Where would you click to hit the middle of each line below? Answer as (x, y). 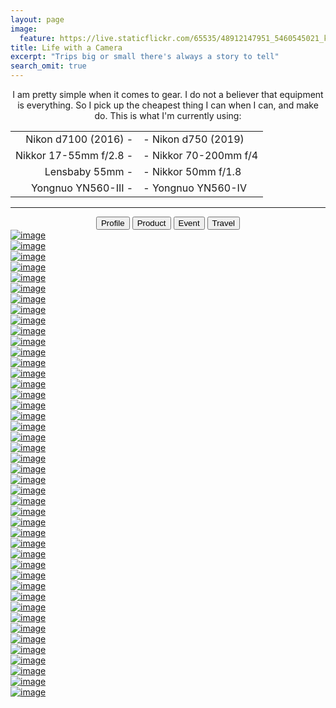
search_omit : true (48, 66)
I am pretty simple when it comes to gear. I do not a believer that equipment (168, 94)
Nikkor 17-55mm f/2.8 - (74, 155)
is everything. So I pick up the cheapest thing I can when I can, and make (168, 105)
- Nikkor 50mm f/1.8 (192, 171)
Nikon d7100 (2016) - (79, 139)
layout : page (37, 19)
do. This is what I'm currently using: (168, 115)
